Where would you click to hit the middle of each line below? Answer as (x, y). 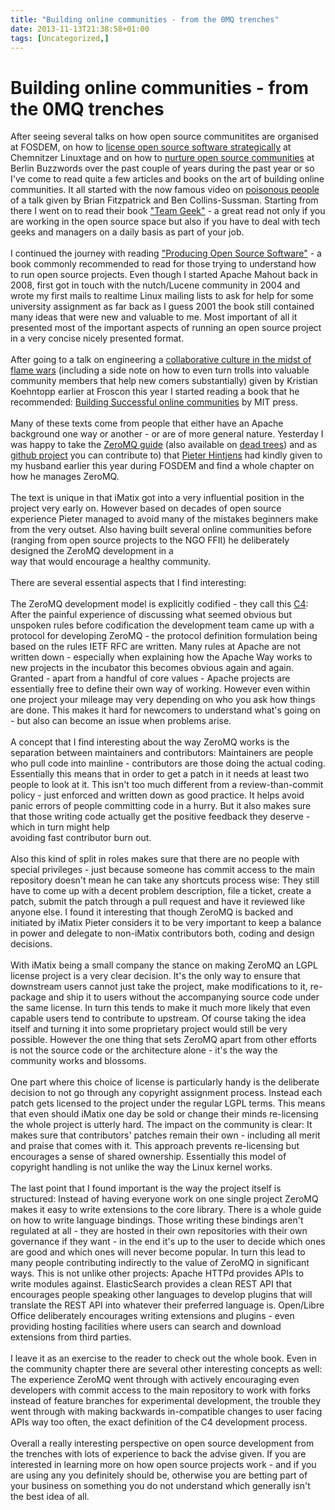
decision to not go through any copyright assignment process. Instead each (166, 1093)
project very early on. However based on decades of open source (146, 508)
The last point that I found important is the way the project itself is (146, 1188)
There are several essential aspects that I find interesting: (128, 583)
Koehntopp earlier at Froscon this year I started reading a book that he (155, 392)
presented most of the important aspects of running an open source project (166, 328)
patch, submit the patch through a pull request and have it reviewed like (158, 902)
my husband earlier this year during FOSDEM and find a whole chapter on (162, 466)
